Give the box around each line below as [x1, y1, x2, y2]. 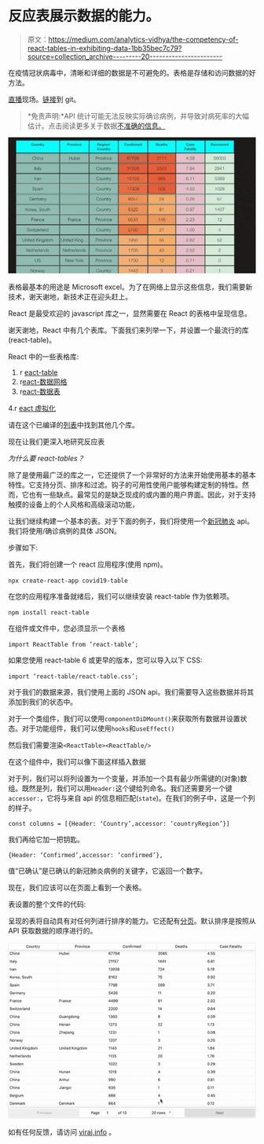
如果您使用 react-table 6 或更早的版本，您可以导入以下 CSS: [8, 655, 203, 665]
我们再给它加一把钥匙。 [8, 834, 84, 845]
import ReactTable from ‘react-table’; [8, 641, 139, 649]
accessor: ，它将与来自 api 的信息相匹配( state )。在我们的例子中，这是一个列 [8, 794, 255, 803]
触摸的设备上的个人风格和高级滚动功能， [8, 500, 139, 509]
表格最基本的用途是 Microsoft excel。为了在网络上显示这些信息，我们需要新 [8, 282, 253, 291]
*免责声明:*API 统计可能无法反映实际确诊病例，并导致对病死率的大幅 [27, 111, 250, 120]
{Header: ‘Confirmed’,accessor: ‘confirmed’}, [8, 852, 163, 860]
